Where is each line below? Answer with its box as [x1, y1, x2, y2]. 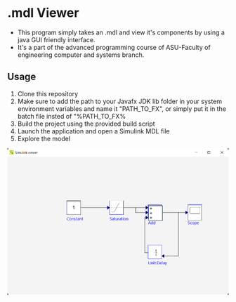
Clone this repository [17, 89, 79, 98]
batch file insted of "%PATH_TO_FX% [17, 112, 126, 120]
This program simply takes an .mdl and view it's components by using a [17, 28, 225, 37]
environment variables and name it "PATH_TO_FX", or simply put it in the [17, 104, 227, 113]
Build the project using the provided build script [17, 119, 156, 128]
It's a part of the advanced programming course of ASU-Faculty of [17, 43, 211, 51]
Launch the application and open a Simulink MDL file [17, 126, 170, 135]
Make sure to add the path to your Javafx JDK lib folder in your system [17, 97, 223, 105]
